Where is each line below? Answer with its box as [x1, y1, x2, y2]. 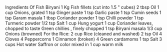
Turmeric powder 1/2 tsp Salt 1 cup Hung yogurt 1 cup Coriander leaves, [5, 20, 153, 26]
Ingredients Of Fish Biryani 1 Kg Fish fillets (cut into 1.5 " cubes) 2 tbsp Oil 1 [5, 4, 159, 10]
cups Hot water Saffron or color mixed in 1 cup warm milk [5, 41, 123, 47]
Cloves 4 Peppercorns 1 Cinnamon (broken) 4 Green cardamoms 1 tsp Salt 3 [5, 36, 162, 42]
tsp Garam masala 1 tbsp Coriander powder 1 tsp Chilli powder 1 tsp [5, 15, 144, 20]
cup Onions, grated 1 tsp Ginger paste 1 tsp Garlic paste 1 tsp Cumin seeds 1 [5, 9, 161, 15]
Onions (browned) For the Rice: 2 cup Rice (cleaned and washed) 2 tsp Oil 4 [5, 31, 162, 36]
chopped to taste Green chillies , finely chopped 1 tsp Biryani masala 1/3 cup [5, 25, 162, 31]
